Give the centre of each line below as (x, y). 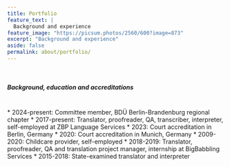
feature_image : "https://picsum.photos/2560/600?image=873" (96, 33)
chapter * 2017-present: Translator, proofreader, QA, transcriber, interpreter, (115, 119)
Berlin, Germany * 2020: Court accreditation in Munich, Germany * (102, 134)
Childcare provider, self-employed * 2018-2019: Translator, (109, 141)
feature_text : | (30, 20)
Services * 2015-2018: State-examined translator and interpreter (98, 156)
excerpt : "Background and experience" (63, 39)
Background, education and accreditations (70, 88)
